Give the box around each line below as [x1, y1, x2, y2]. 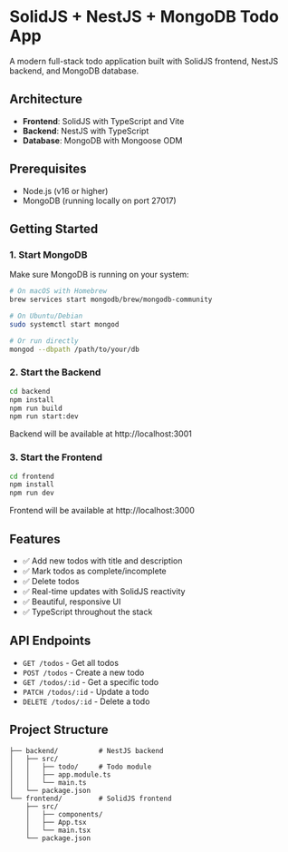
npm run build [9, 404, 63, 413]
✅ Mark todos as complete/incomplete [22, 565, 167, 577]
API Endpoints [9, 633, 91, 649]
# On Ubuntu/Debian [9, 311, 83, 320]
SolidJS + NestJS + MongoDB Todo [9, 6, 279, 27]
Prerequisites [9, 162, 87, 177]
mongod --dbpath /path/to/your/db [9, 345, 140, 354]
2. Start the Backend [9, 366, 101, 378]
